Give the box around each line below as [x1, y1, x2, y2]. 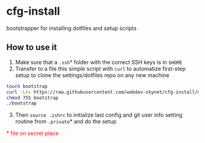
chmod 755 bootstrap [6, 95, 59, 101]
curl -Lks [6, 89, 32, 95]
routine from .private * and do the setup [15, 118, 117, 125]
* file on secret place [6, 130, 59, 137]
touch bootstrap [6, 83, 48, 89]
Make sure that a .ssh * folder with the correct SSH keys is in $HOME [15, 58, 182, 65]
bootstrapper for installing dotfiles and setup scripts [6, 24, 137, 32]
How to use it [6, 42, 57, 53]
